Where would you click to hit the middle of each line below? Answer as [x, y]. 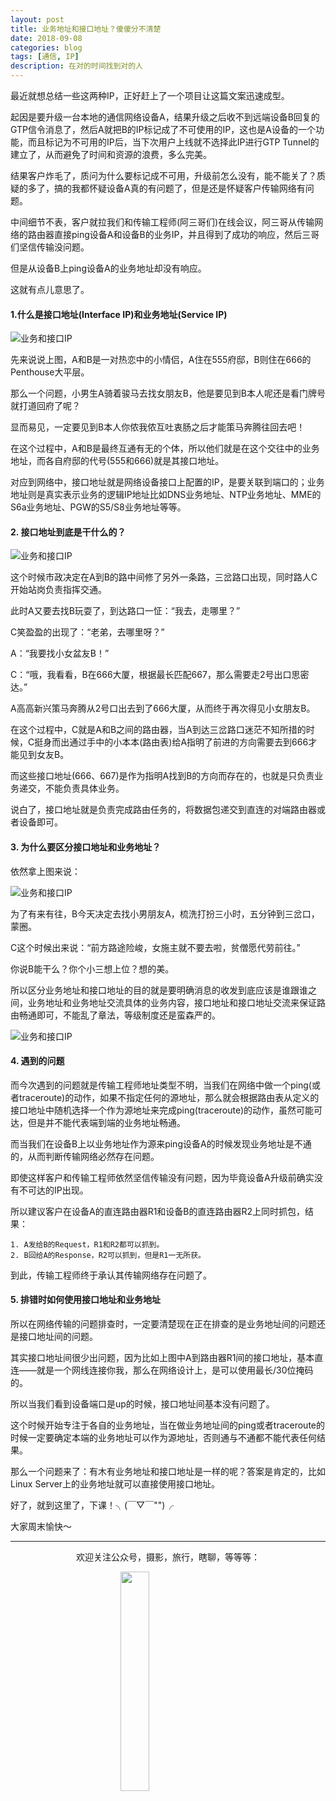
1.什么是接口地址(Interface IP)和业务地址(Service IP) [119, 314]
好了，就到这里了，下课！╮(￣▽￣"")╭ [92, 1505]
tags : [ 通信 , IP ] [45, 57]
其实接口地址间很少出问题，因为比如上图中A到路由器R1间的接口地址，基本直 [167, 1358]
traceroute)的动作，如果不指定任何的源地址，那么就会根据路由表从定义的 [169, 1097]
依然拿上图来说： [45, 871]
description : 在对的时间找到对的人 [76, 66]
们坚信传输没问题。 [50, 247]
